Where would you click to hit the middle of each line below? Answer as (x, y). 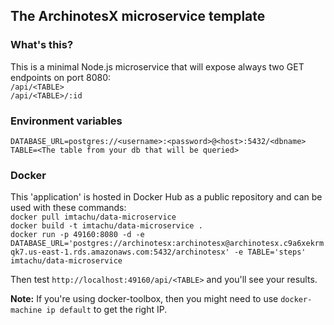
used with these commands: (68, 208)
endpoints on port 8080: (61, 77)
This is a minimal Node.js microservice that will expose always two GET (157, 66)
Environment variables (66, 121)
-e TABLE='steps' (270, 252)
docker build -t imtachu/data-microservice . (106, 226)
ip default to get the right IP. (107, 310)
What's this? (42, 45)
